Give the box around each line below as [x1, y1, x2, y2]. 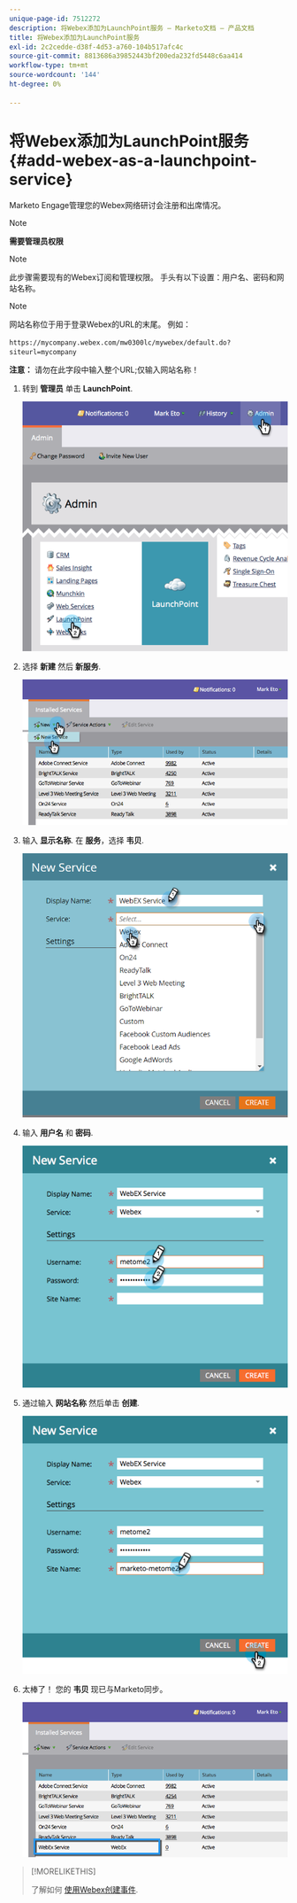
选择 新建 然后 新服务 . [21, 661, 102, 672]
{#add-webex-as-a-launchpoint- [9, 151, 258, 170]
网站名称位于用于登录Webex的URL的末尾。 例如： [9, 319, 192, 330]
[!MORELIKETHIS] [30, 1866, 96, 1876]
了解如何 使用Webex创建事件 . [30, 1884, 139, 1895]
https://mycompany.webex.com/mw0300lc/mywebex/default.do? [9, 338, 232, 347]
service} [9, 169, 73, 190]
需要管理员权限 [9, 236, 64, 246]
